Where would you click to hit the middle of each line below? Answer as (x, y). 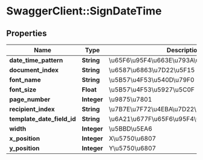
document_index (34, 70)
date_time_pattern (36, 60)
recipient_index (32, 109)
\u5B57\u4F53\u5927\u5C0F (152, 90)
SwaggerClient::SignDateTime (84, 11)
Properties (27, 33)
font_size (23, 90)
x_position (25, 138)
